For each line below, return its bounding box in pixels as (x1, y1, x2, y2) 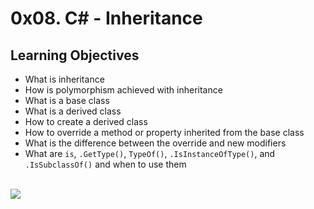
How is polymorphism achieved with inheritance (24, 84, 223, 96)
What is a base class (24, 95, 110, 106)
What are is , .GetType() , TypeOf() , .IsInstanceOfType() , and (24, 148, 276, 159)
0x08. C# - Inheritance (10, 7, 203, 30)
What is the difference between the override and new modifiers (24, 137, 287, 149)
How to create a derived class (24, 116, 148, 127)
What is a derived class (24, 105, 122, 117)
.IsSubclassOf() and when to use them (24, 158, 187, 170)
